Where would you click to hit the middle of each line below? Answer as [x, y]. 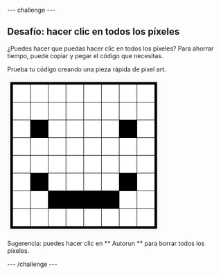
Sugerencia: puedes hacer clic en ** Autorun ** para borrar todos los [106, 243]
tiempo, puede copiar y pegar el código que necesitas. [85, 55]
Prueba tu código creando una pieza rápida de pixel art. [87, 69]
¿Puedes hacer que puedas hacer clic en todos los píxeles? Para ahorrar [110, 48]
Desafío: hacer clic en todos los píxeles [94, 32]
